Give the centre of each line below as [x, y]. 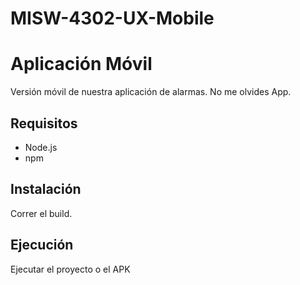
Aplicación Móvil [81, 64]
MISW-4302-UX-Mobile [112, 18]
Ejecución [42, 245]
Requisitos [44, 123]
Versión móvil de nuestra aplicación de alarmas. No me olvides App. [151, 92]
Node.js [41, 147]
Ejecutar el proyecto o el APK [70, 269]
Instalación [46, 189]
